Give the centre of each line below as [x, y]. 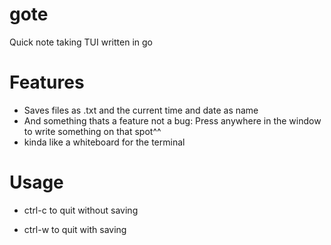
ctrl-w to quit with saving [75, 229]
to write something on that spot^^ [92, 131]
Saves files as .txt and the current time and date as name [141, 110]
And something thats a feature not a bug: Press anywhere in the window [172, 120]
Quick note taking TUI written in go [81, 42]
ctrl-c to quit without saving [81, 210]
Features [47, 82]
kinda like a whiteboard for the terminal [104, 142]
